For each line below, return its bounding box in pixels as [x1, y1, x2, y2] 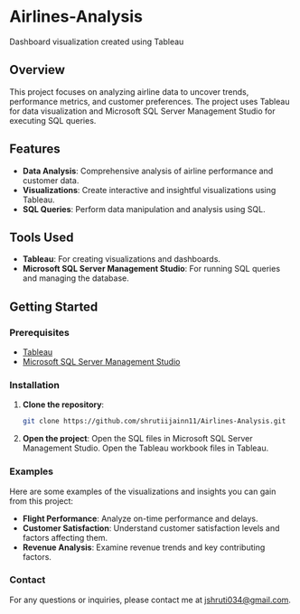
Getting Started [9, 299, 98, 314]
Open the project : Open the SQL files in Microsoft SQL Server [22, 433, 253, 444]
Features [9, 142, 61, 157]
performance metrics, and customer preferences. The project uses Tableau [9, 96, 290, 107]
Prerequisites [9, 326, 70, 339]
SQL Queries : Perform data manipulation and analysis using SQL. [22, 203, 267, 214]
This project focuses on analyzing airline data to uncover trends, [9, 86, 249, 97]
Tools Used [9, 229, 74, 245]
